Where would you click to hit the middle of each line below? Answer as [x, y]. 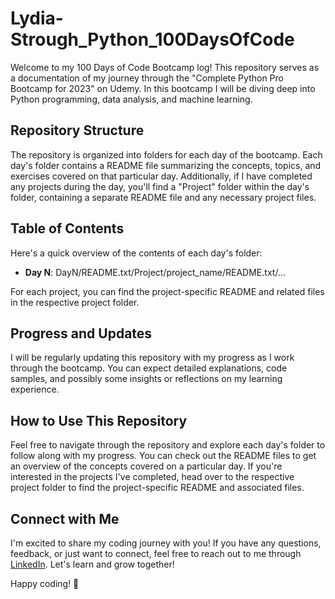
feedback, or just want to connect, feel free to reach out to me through [156, 553]
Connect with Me [65, 518]
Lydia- [37, 18]
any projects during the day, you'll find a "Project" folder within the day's [160, 186]
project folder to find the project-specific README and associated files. [157, 488]
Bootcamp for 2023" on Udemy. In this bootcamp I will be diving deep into [163, 88]
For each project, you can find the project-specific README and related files [167, 291]
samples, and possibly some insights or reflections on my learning [146, 379]
